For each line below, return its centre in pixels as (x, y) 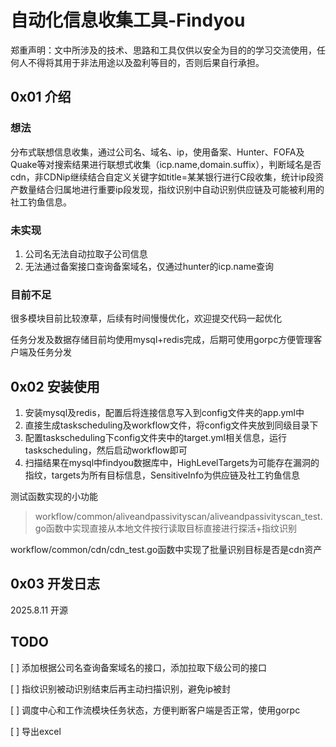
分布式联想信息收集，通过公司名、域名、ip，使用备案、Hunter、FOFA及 (157, 152)
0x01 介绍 (41, 97)
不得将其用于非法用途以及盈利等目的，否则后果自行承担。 (146, 62)
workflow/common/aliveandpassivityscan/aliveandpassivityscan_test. (178, 517)
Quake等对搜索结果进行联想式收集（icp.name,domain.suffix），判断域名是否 (166, 164)
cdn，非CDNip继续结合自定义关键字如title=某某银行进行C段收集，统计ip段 (163, 177)
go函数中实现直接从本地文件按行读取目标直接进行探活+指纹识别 (166, 528)
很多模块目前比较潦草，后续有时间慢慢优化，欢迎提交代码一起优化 (146, 318)
